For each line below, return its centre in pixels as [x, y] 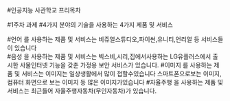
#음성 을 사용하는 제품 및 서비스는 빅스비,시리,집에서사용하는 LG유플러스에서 [109, 56]
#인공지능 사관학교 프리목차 [44, 10]
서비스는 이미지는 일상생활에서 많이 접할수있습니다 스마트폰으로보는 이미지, [122, 74]
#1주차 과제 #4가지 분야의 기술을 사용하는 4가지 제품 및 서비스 [90, 25]
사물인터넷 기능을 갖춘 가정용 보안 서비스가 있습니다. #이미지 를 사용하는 [116, 65]
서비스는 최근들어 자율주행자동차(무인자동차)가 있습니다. [82, 91]
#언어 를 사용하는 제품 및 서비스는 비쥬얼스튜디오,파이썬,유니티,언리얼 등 [103, 39]
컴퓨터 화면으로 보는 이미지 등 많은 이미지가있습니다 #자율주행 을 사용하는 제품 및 [115, 82]
